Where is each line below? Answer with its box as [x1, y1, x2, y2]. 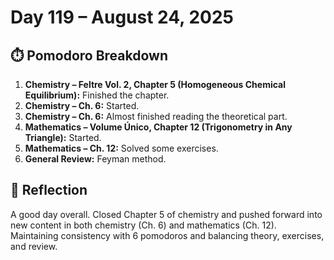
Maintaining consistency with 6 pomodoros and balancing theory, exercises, [10, 229, 325, 241]
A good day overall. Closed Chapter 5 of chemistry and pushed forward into [10, 208, 323, 220]
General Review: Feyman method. [24, 153, 167, 165]
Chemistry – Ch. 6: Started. [24, 100, 140, 111]
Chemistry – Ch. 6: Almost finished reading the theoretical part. [24, 111, 288, 122]
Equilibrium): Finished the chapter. [24, 89, 170, 101]
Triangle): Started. [24, 132, 102, 143]
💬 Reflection [10, 182, 88, 199]
